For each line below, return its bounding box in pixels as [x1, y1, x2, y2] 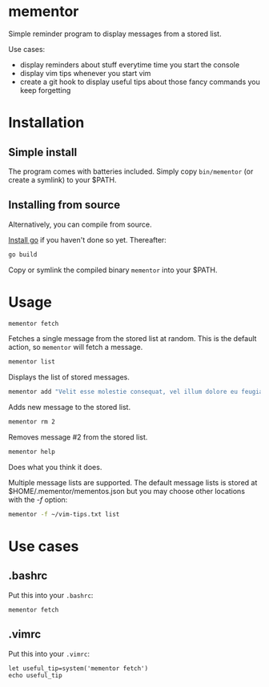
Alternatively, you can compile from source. [8, 219, 152, 229]
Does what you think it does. [8, 462, 102, 472]
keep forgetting [19, 85, 71, 94]
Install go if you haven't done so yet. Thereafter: [8, 235, 167, 244]
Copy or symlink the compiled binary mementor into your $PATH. [8, 265, 218, 275]
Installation [8, 114, 85, 132]
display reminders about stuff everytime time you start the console [19, 59, 240, 70]
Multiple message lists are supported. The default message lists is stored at [8, 477, 258, 487]
